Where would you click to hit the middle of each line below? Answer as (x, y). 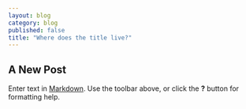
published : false (37, 30)
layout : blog (30, 15)
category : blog (33, 23)
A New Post (37, 69)
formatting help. (34, 97)
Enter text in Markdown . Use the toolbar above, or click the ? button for (123, 88)
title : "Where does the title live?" (70, 38)
